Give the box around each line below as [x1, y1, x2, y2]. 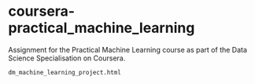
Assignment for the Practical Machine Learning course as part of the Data [8, 45, 248, 54]
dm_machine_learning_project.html [8, 68, 122, 76]
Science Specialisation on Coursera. [8, 53, 126, 63]
